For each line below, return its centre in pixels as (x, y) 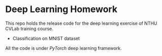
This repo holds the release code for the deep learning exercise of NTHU (81, 23)
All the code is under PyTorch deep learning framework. (64, 48)
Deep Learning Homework (61, 9)
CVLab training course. (29, 28)
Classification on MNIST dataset (46, 38)
